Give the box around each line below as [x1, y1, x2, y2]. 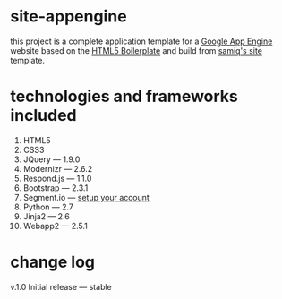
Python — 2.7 [22, 201, 74, 212]
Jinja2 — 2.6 [22, 210, 71, 221]
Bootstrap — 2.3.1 [22, 182, 89, 193]
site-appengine [10, 6, 128, 27]
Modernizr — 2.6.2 [22, 163, 93, 174]
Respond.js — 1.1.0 [22, 173, 92, 184]
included [10, 106, 77, 126]
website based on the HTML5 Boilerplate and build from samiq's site [10, 45, 263, 56]
